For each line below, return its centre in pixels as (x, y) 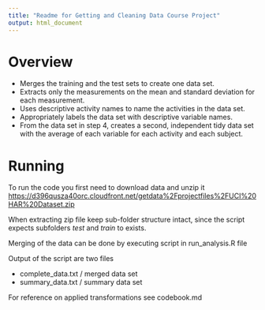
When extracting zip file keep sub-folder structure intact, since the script (127, 220)
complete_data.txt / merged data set (78, 274)
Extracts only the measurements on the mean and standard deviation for (137, 92)
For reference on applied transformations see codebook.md (105, 297)
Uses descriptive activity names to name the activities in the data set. (132, 109)
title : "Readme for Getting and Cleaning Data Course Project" (114, 15)
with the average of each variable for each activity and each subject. (131, 134)
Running (36, 166)
